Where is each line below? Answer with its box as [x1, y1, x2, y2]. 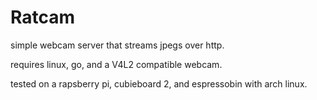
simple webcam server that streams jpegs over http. [10, 39, 225, 51]
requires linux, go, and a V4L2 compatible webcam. [10, 58, 223, 70]
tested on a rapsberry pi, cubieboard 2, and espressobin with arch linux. [10, 77, 308, 90]
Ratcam [10, 6, 76, 29]
